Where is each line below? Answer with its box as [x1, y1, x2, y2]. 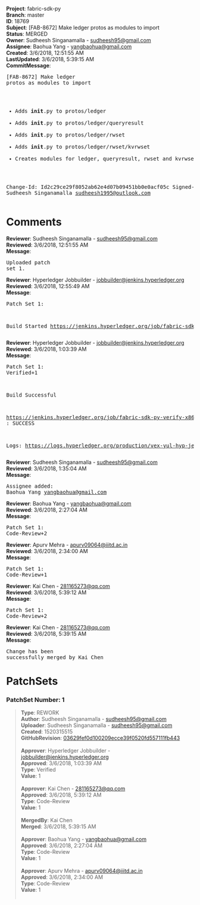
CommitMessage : [6, 62, 51, 69]
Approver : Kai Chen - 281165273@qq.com [20, 785, 126, 792]
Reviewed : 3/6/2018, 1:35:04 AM [6, 464, 87, 472]
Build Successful [6, 391, 57, 398]
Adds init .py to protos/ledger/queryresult [14, 120, 144, 126]
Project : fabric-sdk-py [6, 5, 61, 12]
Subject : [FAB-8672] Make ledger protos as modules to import [6, 24, 160, 31]
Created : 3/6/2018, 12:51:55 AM [6, 49, 85, 56]
